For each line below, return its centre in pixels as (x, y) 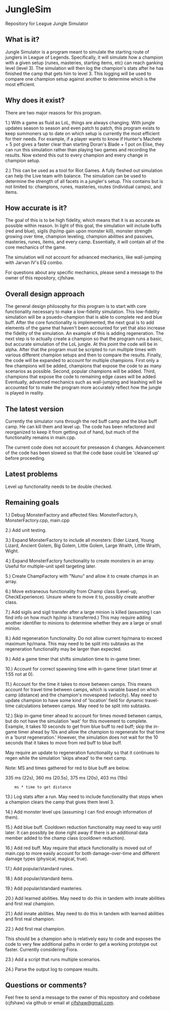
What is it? (22, 40)
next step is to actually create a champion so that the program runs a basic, (84, 339)
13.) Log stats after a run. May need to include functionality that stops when (84, 796)
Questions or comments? (46, 985)
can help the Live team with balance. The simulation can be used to (76, 176)
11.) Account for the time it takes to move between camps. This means (78, 684)
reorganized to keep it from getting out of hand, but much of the (72, 432)
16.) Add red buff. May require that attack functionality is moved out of (79, 848)
